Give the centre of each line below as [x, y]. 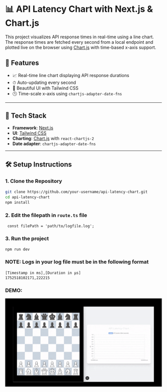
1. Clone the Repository [34, 181]
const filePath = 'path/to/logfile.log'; [51, 226]
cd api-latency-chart [28, 197]
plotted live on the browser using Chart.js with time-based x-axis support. [81, 47]
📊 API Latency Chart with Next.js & [79, 9]
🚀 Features [22, 63]
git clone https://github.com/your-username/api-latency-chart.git [77, 192]
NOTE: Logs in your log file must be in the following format [77, 262]
